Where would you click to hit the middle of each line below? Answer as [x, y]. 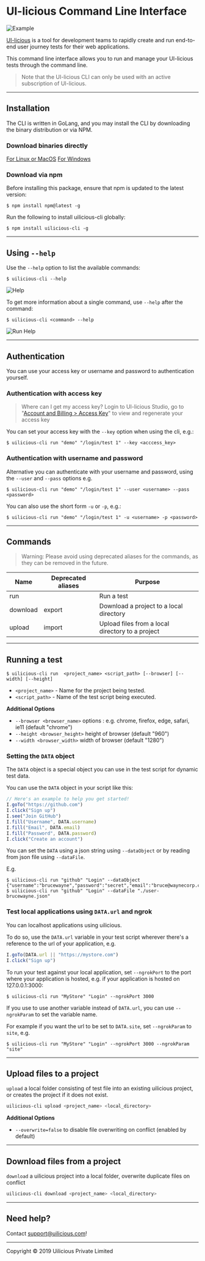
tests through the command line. [47, 65]
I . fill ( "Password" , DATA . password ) [52, 833]
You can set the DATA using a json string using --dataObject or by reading [98, 850]
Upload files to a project [52, 1074]
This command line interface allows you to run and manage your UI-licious [100, 58]
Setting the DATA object [41, 756]
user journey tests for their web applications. [74, 47]
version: [16, 195]
